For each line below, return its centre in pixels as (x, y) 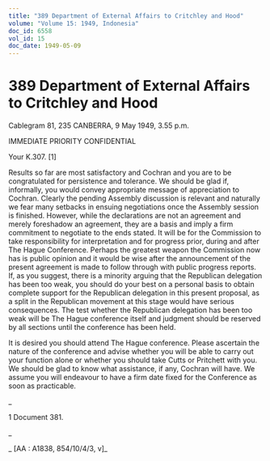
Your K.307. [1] (32, 157)
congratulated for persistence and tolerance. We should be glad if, (118, 181)
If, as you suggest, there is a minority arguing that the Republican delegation (135, 276)
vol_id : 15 (27, 38)
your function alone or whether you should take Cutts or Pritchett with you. (133, 360)
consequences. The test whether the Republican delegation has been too (131, 310)
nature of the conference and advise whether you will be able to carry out (131, 352)
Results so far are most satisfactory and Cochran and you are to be (120, 173)
